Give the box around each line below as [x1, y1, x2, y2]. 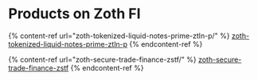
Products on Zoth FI [8, 5, 141, 23]
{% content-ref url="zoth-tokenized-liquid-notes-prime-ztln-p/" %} [8, 31, 230, 40]
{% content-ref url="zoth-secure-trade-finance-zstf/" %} [8, 55, 197, 64]
